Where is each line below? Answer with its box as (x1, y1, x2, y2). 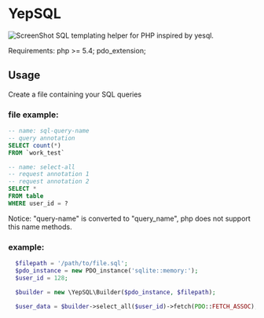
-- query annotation (8, 134, 76, 142)
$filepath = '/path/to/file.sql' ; (15, 260, 128, 268)
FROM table (8, 192, 44, 200)
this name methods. (8, 221, 72, 232)
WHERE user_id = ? (8, 199, 68, 207)
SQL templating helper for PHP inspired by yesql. (55, 31, 214, 40)
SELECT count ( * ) (8, 141, 61, 149)
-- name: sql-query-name (8, 127, 90, 135)
